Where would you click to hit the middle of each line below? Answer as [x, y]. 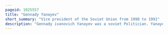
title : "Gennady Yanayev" [32, 14]
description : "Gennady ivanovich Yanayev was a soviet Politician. [77, 24]
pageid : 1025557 [22, 10]
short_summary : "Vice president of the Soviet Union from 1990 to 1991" [82, 19]
